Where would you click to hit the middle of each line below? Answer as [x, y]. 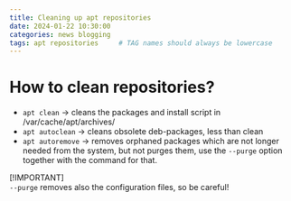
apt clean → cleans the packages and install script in [122, 113]
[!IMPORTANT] [37, 178]
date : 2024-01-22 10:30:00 [60, 26]
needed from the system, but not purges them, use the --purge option [152, 151]
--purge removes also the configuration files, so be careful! [119, 187]
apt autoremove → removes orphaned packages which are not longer [151, 142]
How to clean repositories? [112, 87]
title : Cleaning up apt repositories [80, 18]
